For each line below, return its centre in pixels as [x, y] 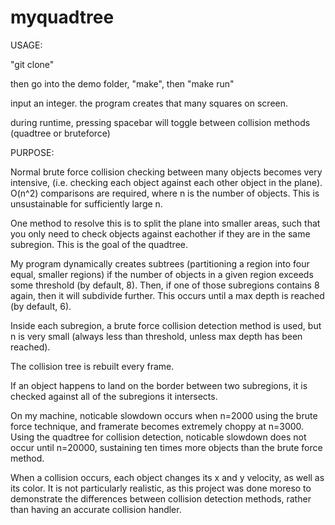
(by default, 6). [41, 306]
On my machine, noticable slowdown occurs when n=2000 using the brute [164, 415]
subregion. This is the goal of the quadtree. [99, 244]
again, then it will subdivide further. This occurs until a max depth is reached [167, 295]
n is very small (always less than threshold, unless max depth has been [156, 336]
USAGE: [26, 45]
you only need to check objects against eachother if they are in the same [160, 233]
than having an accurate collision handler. [96, 509]
